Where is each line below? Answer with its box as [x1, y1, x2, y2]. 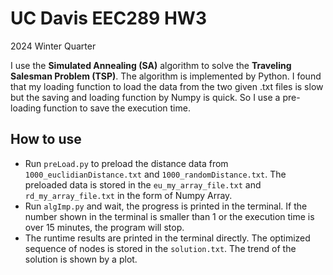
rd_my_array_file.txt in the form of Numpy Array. [24, 189, 233, 201]
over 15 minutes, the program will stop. [24, 221, 185, 233]
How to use [10, 131, 82, 148]
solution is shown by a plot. [24, 253, 138, 265]
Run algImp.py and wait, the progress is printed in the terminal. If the [24, 200, 308, 212]
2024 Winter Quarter [10, 40, 97, 52]
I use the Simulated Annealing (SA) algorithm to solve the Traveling [10, 59, 292, 71]
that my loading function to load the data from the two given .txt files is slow [10, 80, 324, 92]
